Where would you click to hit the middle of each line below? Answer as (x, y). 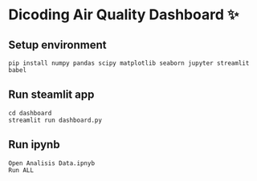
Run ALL (21, 170)
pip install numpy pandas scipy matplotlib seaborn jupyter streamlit (129, 63)
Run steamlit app (51, 95)
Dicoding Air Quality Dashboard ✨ (124, 15)
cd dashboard (30, 113)
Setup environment (57, 44)
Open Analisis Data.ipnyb (51, 163)
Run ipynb (34, 145)
